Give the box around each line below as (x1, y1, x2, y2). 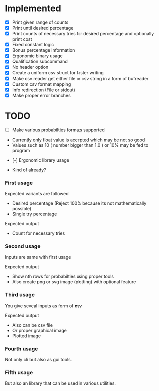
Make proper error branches (12, 92, 71, 98)
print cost (12, 36, 32, 42)
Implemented (5, 3, 61, 14)
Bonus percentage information (12, 47, 75, 53)
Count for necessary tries (12, 230, 65, 236)
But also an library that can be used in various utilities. (5, 380, 116, 386)
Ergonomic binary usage (12, 53, 63, 59)
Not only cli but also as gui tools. (5, 356, 72, 362)
